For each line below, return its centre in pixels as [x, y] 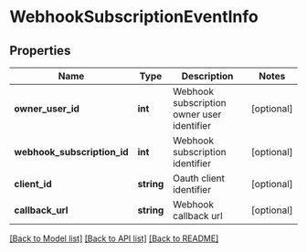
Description [207, 76]
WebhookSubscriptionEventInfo [134, 17]
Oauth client [199, 178]
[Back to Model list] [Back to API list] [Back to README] [114, 238]
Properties [40, 51]
